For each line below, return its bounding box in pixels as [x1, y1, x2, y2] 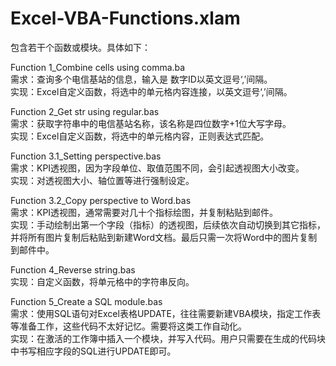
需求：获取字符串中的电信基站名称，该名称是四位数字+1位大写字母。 [10, 117, 292, 129]
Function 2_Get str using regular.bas [10, 105, 160, 117]
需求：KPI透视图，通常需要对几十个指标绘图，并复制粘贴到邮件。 [10, 206, 279, 218]
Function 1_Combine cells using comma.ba [10, 61, 186, 73]
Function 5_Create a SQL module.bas [10, 295, 163, 307]
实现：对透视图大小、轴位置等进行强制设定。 [10, 174, 195, 186]
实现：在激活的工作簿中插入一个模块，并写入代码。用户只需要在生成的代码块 [10, 332, 326, 344]
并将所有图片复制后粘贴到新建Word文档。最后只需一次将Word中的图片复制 [10, 231, 318, 243]
